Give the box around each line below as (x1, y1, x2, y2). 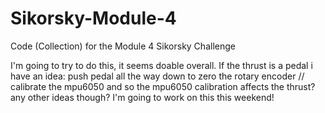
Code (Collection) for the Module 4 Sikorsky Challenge (10, 40, 236, 52)
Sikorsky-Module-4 (10, 7, 177, 30)
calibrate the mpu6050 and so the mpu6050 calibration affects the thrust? (10, 80, 316, 92)
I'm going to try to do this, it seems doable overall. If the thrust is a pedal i (10, 59, 313, 71)
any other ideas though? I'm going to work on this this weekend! (10, 91, 275, 103)
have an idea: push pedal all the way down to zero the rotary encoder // (10, 70, 305, 82)
